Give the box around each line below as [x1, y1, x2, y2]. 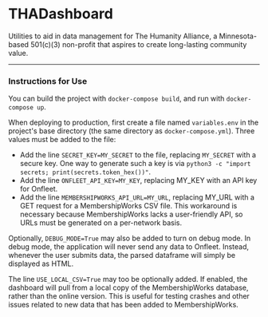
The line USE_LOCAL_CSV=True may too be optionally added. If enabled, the [8, 275, 248, 284]
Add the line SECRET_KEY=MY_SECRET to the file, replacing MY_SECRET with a [19, 150, 257, 160]
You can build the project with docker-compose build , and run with [8, 93, 225, 104]
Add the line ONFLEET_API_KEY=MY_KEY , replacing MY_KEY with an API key [19, 176, 258, 185]
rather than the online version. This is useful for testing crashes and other [8, 291, 250, 301]
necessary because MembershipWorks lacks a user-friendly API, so [19, 209, 243, 220]
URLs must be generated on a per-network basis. [19, 218, 183, 228]
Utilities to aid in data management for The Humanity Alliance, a [8, 31, 218, 41]
